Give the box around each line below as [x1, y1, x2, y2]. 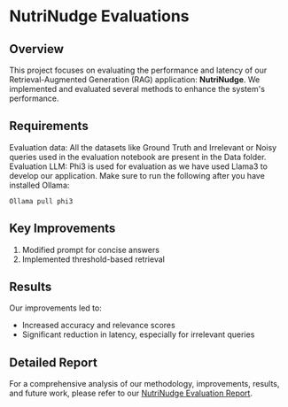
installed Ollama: [9, 180, 70, 190]
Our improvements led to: [9, 303, 102, 313]
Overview [9, 42, 65, 57]
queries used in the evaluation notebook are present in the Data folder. [9, 151, 267, 162]
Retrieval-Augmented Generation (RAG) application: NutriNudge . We [9, 74, 261, 85]
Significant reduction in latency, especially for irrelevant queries [21, 329, 255, 340]
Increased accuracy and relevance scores [21, 320, 175, 331]
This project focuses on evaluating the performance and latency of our [9, 65, 268, 75]
